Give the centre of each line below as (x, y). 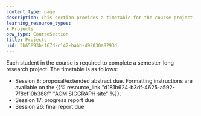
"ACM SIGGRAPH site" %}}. (87, 94)
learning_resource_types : (39, 23)
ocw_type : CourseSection (37, 34)
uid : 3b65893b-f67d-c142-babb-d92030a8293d (62, 46)
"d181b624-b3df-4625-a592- (138, 87)
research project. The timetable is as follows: (62, 69)
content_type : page (31, 12)
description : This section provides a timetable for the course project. (101, 18)
